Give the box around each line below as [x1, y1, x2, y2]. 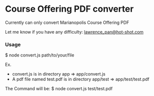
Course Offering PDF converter [5, 3, 134, 15]
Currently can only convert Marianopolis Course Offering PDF [5, 19, 130, 25]
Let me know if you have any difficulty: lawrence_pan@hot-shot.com [5, 29, 144, 35]
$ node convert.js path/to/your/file [5, 52, 74, 58]
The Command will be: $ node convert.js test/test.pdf [5, 86, 113, 92]
